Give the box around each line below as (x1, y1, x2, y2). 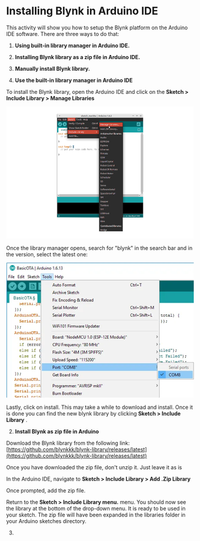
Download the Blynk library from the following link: (6, 439, 130, 447)
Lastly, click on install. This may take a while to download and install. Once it (6, 404, 193, 411)
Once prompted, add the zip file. (6, 487, 86, 494)
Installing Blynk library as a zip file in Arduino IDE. (14, 53, 140, 60)
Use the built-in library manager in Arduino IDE (14, 77, 133, 84)
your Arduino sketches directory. (6, 517, 86, 524)
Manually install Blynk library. (14, 65, 90, 72)
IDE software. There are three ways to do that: (6, 30, 120, 37)
